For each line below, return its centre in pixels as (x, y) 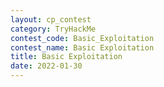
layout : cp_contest (51, 19)
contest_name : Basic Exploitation (82, 47)
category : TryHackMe (53, 29)
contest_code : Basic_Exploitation (82, 38)
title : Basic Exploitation (66, 57)
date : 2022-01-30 (46, 66)
